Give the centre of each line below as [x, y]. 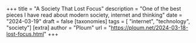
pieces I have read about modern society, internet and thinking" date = [94, 15]
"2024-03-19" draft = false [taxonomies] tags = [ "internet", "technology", [98, 21]
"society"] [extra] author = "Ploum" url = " [59, 27]
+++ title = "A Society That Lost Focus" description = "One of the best [94, 9]
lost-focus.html [25, 34]
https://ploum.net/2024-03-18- [150, 27]
